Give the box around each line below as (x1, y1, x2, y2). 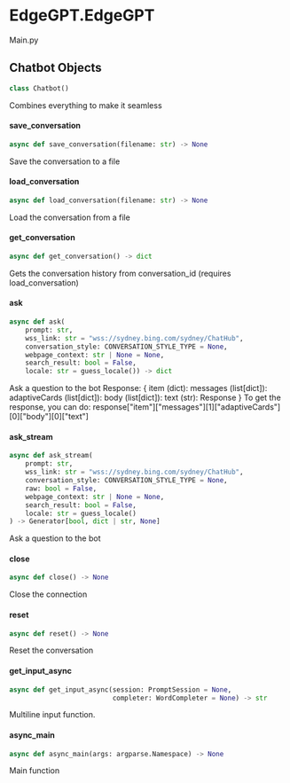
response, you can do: (9, 402, 91, 412)
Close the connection (9, 589, 88, 599)
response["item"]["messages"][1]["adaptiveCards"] (92, 402, 281, 412)
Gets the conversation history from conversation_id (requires (9, 268, 231, 278)
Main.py (9, 35, 39, 45)
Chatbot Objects (9, 60, 102, 75)
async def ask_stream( (9, 451, 93, 460)
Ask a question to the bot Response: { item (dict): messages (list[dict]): (9, 383, 268, 394)
